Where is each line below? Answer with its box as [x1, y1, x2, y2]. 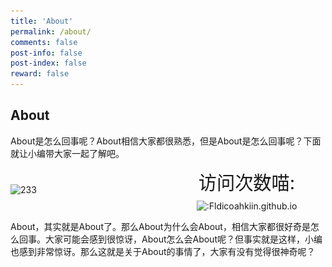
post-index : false [10, 58, 87, 69]
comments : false [10, 37, 78, 47]
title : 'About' [10, 16, 74, 26]
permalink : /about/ [10, 26, 92, 37]
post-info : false [10, 48, 83, 58]
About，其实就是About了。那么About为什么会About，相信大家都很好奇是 [10, 220, 311, 232]
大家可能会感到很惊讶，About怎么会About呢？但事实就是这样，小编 [44, 233, 323, 245]
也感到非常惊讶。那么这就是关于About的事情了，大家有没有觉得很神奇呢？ [10, 245, 316, 257]
